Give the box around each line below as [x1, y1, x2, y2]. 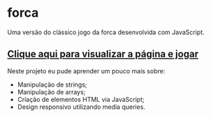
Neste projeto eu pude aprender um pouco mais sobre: [7, 66, 166, 75]
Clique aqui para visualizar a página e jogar [7, 48, 199, 60]
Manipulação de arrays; [17, 87, 86, 96]
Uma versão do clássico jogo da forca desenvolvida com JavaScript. [7, 28, 205, 36]
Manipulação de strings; [17, 80, 87, 89]
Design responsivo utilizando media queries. [17, 103, 145, 111]
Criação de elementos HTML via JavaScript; [17, 95, 145, 103]
